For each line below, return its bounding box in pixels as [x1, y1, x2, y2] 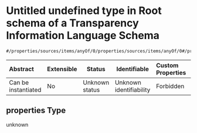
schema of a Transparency [6, 16, 139, 30]
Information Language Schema [6, 29, 160, 42]
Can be [9, 78, 29, 86]
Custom [156, 61, 179, 69]
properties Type [6, 106, 66, 116]
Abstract [9, 65, 34, 73]
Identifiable [116, 65, 150, 73]
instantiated [9, 86, 42, 94]
